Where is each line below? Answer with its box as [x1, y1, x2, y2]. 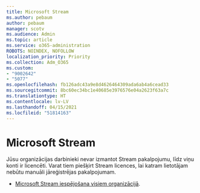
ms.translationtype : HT [6, 93, 66, 99]
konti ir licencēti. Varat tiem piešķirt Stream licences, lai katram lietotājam [6, 162, 189, 169]
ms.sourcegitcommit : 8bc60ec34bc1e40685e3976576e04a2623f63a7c [6, 87, 169, 93]
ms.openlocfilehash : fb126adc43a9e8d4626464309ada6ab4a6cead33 [6, 82, 169, 88]
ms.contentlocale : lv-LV [6, 98, 69, 104]
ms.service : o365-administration [6, 43, 91, 49]
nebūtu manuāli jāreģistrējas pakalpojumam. [6, 168, 117, 176]
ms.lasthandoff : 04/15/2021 [6, 104, 77, 110]
